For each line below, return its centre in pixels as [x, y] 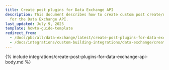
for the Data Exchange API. [39, 19]
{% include [17, 56]
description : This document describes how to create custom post [75, 14]
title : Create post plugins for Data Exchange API [59, 10]
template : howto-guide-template [39, 28]
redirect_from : [21, 33]
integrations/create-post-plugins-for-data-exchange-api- [89, 56]
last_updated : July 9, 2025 [35, 24]
